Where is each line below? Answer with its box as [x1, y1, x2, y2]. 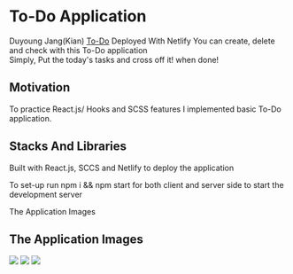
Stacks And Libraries [9, 139, 127, 154]
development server [9, 189, 82, 200]
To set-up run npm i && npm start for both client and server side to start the [9, 179, 285, 190]
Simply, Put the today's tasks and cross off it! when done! [9, 54, 220, 65]
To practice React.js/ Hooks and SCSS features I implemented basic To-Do [9, 104, 281, 114]
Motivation [9, 80, 71, 95]
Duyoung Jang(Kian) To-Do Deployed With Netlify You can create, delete [9, 35, 276, 46]
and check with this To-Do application [9, 44, 148, 55]
